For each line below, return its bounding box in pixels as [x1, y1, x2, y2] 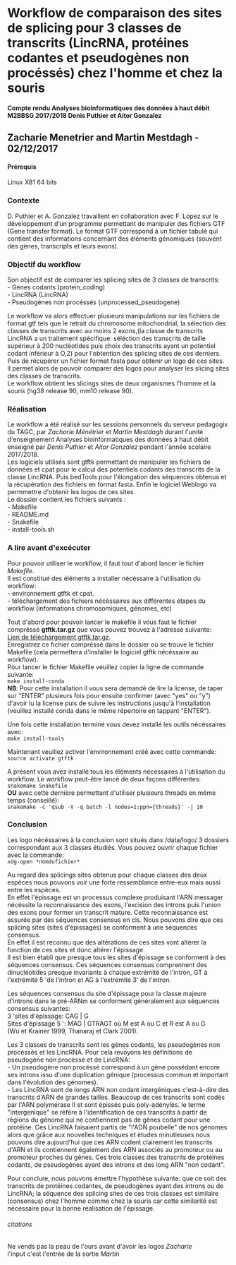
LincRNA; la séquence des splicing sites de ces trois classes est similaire [7, 1189, 219, 1197]
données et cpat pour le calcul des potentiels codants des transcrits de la [7, 465, 221, 474]
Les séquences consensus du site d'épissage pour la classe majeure [7, 989, 207, 997]
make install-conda [7, 678, 65, 685]
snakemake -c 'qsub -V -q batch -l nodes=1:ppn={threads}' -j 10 [7, 803, 203, 810]
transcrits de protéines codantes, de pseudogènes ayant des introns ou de [7, 1181, 224, 1190]
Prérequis [7, 162, 37, 171]
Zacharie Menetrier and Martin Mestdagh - [7, 132, 199, 144]
